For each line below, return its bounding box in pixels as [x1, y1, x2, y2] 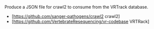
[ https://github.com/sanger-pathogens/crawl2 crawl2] [11, 14, 120, 19]
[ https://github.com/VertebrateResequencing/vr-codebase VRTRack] [11, 19, 150, 24]
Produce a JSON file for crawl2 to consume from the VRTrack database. [4, 4, 149, 10]
